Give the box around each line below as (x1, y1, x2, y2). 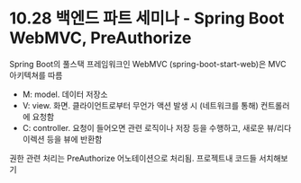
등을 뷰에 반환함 (46, 134, 103, 144)
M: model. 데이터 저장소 (22, 89, 108, 100)
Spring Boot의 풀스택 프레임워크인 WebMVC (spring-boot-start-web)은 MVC (9, 58, 287, 69)
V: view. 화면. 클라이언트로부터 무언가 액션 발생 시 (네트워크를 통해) (22, 100, 259, 110)
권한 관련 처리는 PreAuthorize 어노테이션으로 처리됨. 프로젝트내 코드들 (9, 152, 257, 163)
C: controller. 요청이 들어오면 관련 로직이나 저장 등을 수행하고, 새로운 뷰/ (22, 122, 278, 133)
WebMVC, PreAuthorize (9, 28, 192, 48)
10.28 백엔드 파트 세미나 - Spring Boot (9, 8, 285, 29)
